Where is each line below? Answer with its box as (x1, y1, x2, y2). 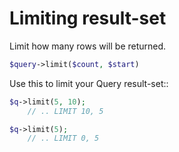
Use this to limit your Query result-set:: (9, 77, 169, 89)
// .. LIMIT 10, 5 (27, 106, 104, 116)
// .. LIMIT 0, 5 (27, 133, 100, 144)
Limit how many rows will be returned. (9, 40, 167, 52)
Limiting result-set (9, 7, 167, 30)
